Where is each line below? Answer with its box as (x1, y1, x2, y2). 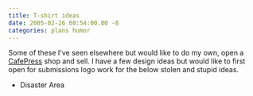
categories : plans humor (8, 26, 91, 34)
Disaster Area (19, 80, 65, 90)
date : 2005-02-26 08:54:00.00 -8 (8, 19, 119, 27)
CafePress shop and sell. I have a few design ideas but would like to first (8, 56, 246, 66)
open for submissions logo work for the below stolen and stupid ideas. (8, 65, 239, 75)
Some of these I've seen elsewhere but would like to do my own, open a (8, 48, 244, 58)
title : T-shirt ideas (8, 11, 80, 20)
